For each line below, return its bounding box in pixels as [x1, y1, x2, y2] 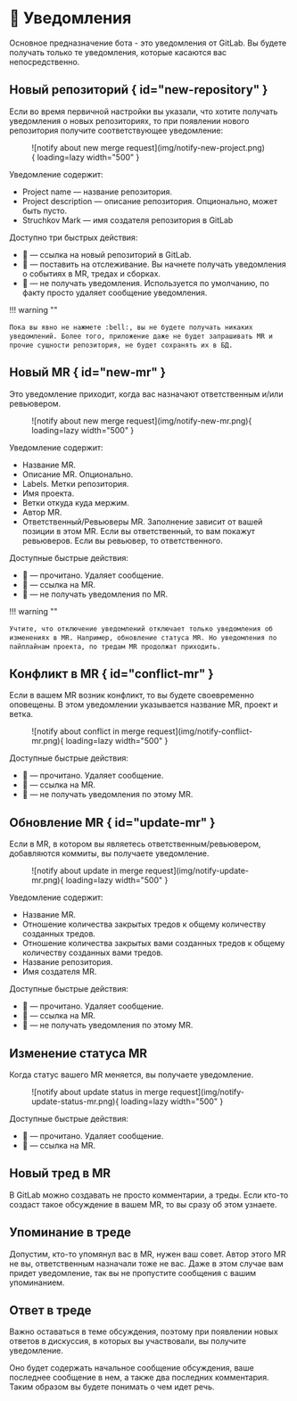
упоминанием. [9, 1277, 65, 1288]
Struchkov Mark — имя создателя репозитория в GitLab [21, 214, 234, 226]
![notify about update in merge [31, 865, 144, 877]
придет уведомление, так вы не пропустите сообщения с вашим [9, 1267, 257, 1278]
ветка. [9, 709, 34, 720]
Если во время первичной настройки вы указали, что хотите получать [9, 106, 278, 117]
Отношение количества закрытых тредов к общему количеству [21, 919, 266, 930]
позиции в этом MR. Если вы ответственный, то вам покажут [21, 525, 256, 536]
